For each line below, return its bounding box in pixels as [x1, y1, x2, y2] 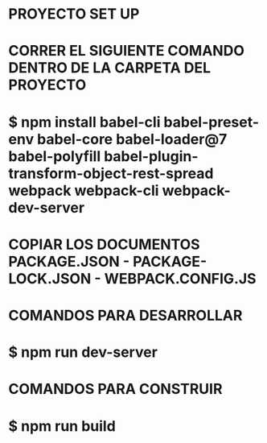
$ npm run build [8, 416, 117, 435]
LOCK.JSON [8, 269, 92, 288]
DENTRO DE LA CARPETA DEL [8, 59, 212, 77]
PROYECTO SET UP [8, 5, 140, 23]
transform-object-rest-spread [8, 164, 214, 182]
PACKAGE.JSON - [8, 252, 130, 271]
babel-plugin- [103, 147, 199, 165]
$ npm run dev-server [8, 343, 158, 362]
